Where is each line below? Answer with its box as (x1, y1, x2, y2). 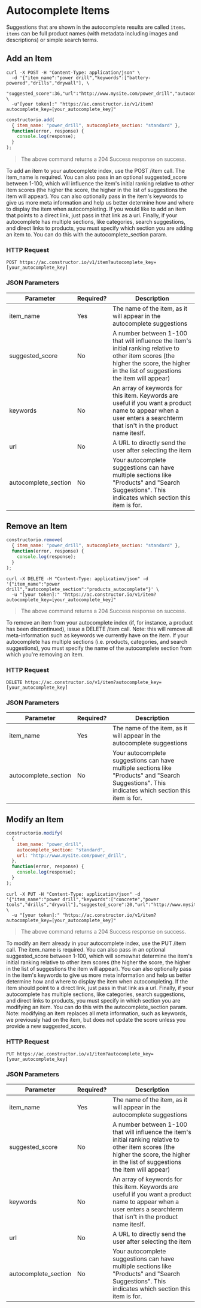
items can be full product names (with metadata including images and (6, 29, 178, 37)
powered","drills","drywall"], (6, 80, 84, 86)
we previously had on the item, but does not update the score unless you (6, 1016, 186, 1023)
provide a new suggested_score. (6, 1022, 87, 1030)
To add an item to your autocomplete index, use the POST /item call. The (6, 167, 185, 174)
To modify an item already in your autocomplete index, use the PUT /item (6, 940, 187, 947)
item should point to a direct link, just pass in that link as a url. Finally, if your (6, 984, 194, 991)
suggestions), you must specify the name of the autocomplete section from (6, 644, 192, 652)
